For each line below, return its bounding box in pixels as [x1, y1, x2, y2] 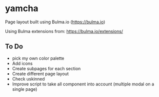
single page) [12, 86, 38, 92]
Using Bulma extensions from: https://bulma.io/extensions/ [5, 28, 123, 34]
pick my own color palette [12, 55, 64, 61]
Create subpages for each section [12, 65, 81, 71]
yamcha [5, 3, 39, 14]
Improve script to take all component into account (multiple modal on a [12, 81, 155, 87]
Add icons [12, 60, 33, 66]
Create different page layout [12, 71, 69, 77]
